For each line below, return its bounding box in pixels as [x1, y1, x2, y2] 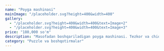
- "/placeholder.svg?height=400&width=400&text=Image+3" [9, 25, 128, 30]
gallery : [5, 16, 23, 21]
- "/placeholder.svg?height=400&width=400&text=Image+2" [9, 20, 128, 26]
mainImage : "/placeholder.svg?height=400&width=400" [5, 12, 115, 17]
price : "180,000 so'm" [5, 30, 51, 34]
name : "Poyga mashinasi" [5, 7, 56, 12]
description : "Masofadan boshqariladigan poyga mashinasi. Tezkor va [5, 34, 150, 39]
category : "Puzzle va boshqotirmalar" [5, 39, 84, 44]
